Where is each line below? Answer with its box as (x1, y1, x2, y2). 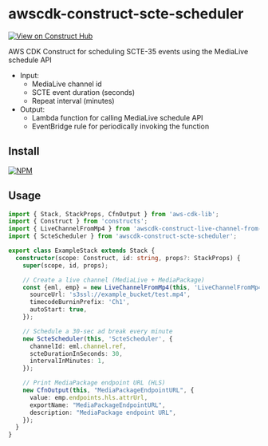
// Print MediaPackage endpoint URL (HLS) (22, 379, 166, 387)
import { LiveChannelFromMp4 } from (8, 225, 130, 233)
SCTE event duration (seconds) (31, 87, 136, 97)
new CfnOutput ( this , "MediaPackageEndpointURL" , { (22, 386, 195, 395)
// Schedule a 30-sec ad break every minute (22, 327, 173, 335)
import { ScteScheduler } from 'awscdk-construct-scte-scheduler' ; (8, 232, 238, 240)
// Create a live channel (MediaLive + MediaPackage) (22, 276, 205, 284)
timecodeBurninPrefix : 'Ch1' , (29, 298, 130, 306)
